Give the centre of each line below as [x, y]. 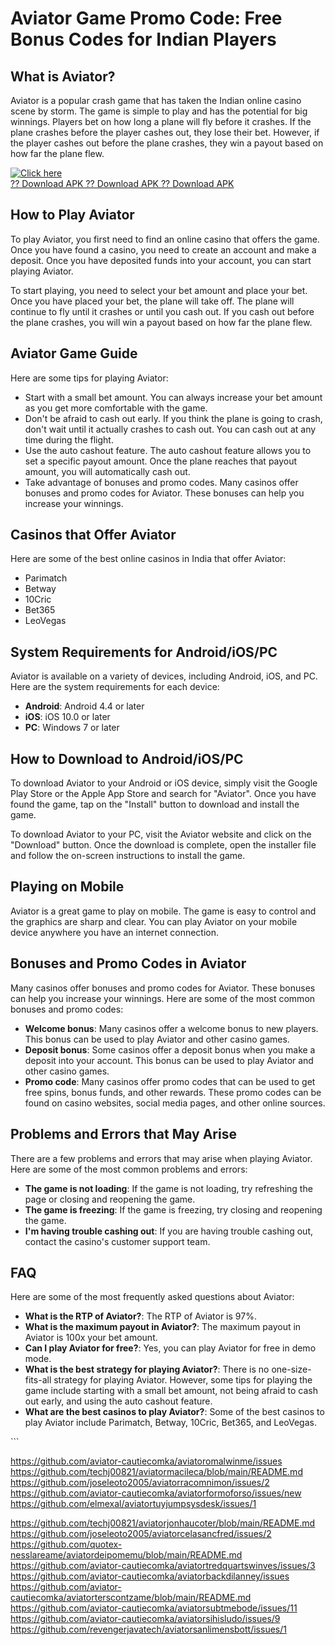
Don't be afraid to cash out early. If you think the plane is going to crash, [173, 418]
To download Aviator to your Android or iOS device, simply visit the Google [164, 783]
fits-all [38, 1380]
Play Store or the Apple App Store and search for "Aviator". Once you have [163, 794]
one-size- [291, 1369]
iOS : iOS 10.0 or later [67, 717]
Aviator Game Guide [74, 353]
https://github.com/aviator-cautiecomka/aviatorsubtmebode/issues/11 [154, 1608]
